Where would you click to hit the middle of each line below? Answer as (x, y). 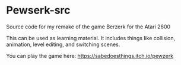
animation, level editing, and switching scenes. (63, 44)
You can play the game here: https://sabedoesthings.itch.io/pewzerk (90, 56)
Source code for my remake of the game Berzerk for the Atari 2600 (88, 27)
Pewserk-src (38, 10)
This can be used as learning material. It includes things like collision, (91, 38)
